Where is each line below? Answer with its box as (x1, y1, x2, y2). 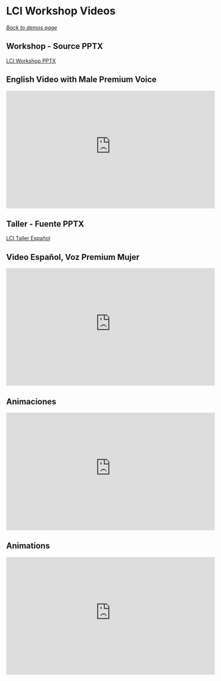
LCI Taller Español (6, 235, 51, 242)
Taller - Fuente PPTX (6, 219, 85, 229)
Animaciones (6, 396, 57, 407)
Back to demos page (6, 24, 58, 31)
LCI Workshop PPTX (6, 57, 57, 64)
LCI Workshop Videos (6, 4, 116, 18)
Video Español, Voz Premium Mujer (6, 252, 140, 262)
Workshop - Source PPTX (6, 41, 103, 51)
